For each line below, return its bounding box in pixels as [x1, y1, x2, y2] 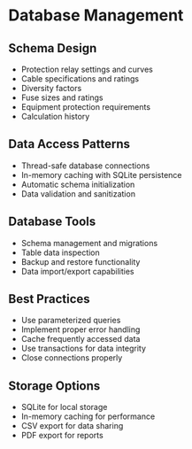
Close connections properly [20, 352, 123, 363]
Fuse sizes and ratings [20, 92, 104, 103]
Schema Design [8, 41, 97, 56]
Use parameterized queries [20, 315, 121, 326]
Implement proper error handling [20, 324, 141, 335]
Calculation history [20, 112, 90, 121]
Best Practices [8, 291, 90, 306]
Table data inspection [20, 247, 101, 258]
